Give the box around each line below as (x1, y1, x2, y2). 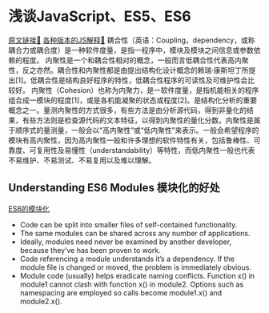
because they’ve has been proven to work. (19, 245, 162, 255)
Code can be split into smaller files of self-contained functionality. (19, 219, 238, 229)
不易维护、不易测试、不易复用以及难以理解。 (8, 155, 156, 165)
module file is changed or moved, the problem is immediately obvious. (19, 262, 252, 272)
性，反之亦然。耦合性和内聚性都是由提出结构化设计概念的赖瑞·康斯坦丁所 (8, 65, 250, 74)
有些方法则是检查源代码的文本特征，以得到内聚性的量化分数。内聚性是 (22, 115, 254, 125)
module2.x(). (19, 296, 62, 306)
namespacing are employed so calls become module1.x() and (19, 287, 223, 297)
